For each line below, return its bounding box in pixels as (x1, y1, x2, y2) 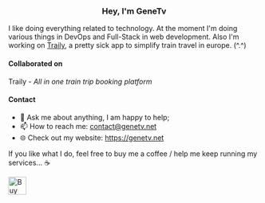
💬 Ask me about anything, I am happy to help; (19, 112, 170, 122)
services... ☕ (8, 158, 50, 167)
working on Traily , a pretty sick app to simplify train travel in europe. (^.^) (8, 41, 247, 50)
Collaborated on (8, 58, 63, 68)
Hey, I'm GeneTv (101, 6, 167, 17)
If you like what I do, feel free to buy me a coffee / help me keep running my (8, 149, 258, 158)
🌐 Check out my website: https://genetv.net (19, 133, 164, 142)
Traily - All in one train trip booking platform (8, 76, 152, 86)
